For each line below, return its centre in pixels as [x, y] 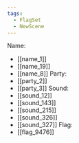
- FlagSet [27, 20]
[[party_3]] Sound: [43, 88]
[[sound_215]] [37, 110]
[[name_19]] [34, 67]
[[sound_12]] [35, 96]
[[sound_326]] [37, 118]
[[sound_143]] [36, 103]
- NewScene [29, 26]
